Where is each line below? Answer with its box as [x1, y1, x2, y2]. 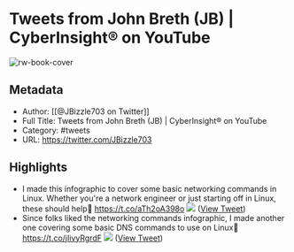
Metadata [9, 82, 64, 97]
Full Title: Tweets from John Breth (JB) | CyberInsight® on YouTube [21, 115, 267, 126]
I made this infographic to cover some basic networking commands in [21, 183, 277, 194]
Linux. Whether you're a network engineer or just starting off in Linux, [21, 193, 276, 203]
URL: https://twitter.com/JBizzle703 [21, 134, 152, 145]
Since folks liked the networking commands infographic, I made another [21, 212, 285, 223]
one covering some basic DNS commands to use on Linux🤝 [21, 222, 239, 233]
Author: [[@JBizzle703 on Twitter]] [21, 106, 150, 117]
